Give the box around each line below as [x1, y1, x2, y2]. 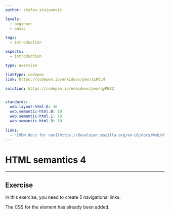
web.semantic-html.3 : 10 [10, 118, 62, 123]
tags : [5, 35, 17, 41]
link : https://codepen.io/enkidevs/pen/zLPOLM [5, 77, 105, 82]
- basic [10, 26, 26, 31]
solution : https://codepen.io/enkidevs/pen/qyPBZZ [5, 86, 114, 91]
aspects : [5, 49, 24, 54]
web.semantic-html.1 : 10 [10, 114, 62, 119]
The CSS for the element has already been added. [5, 204, 110, 210]
